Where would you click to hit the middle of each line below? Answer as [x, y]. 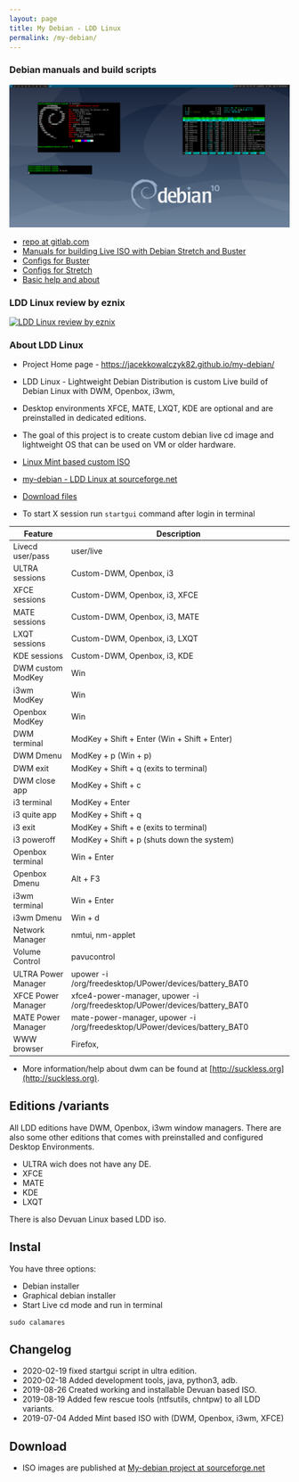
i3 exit [24, 827]
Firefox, [85, 1044]
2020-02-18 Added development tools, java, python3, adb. [130, 1380]
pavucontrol [93, 956]
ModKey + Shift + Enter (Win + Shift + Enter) [152, 738]
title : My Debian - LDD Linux [65, 28]
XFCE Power [36, 995]
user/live [87, 551]
